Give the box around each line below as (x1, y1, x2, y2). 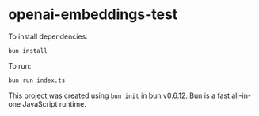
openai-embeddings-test (8, 6, 178, 24)
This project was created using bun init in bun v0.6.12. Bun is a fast (8, 91, 230, 100)
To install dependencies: (8, 32, 89, 41)
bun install (8, 47, 48, 54)
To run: (8, 61, 32, 70)
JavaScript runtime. (22, 99, 87, 108)
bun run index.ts (8, 77, 66, 84)
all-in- (230, 91, 252, 100)
